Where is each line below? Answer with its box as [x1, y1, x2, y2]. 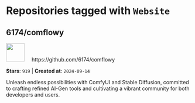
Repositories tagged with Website [6, 4, 170, 18]
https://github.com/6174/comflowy [31, 56, 115, 63]
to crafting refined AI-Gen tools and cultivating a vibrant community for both [6, 85, 190, 92]
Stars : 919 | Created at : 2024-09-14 [6, 67, 90, 74]
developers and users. [6, 91, 60, 98]
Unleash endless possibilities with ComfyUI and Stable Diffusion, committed [6, 79, 189, 85]
